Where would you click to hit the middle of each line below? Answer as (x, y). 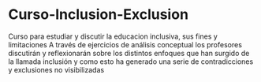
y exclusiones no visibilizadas (56, 69)
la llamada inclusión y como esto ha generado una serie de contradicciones (131, 61)
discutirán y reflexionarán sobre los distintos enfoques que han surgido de (129, 53)
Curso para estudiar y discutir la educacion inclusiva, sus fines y (113, 36)
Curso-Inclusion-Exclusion (99, 15)
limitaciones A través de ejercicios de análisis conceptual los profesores (125, 44)
